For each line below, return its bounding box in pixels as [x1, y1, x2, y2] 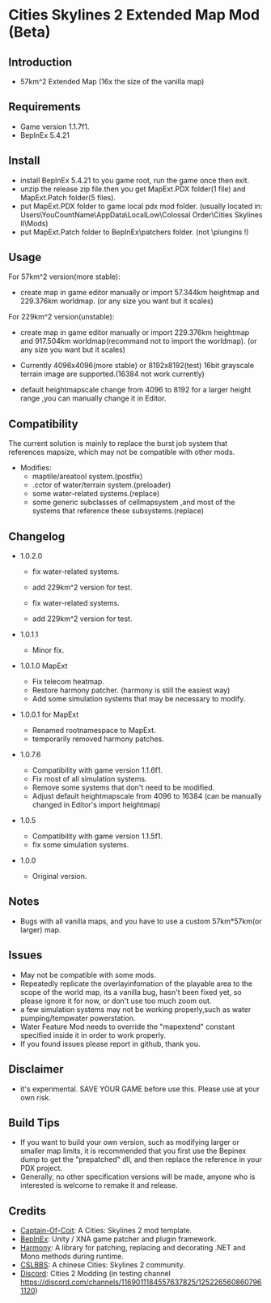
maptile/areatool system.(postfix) [32, 472, 143, 482]
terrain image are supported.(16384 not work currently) [19, 369, 205, 379]
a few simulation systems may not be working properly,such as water [19, 1004, 252, 1014]
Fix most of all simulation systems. [32, 774, 147, 784]
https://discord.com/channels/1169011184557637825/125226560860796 [19, 1277, 262, 1287]
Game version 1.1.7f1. [19, 122, 90, 131]
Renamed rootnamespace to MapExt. [32, 726, 156, 735]
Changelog [8, 529, 66, 543]
